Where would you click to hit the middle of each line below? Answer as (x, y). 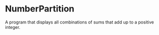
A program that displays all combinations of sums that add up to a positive (80, 22)
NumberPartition (40, 9)
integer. (13, 27)
